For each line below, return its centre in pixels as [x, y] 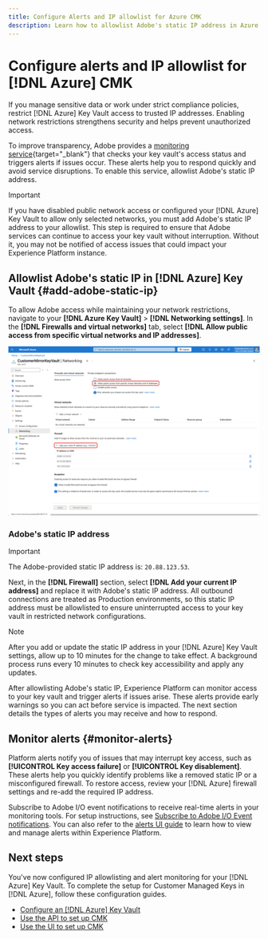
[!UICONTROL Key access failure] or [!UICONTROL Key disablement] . [125, 766]
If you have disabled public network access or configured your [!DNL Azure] [134, 211]
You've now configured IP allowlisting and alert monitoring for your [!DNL [128, 877]
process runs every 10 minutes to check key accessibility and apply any [126, 664]
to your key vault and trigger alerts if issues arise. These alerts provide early [134, 697]
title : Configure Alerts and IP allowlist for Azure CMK [105, 17]
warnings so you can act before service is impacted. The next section [123, 705]
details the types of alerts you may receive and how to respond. [113, 714]
